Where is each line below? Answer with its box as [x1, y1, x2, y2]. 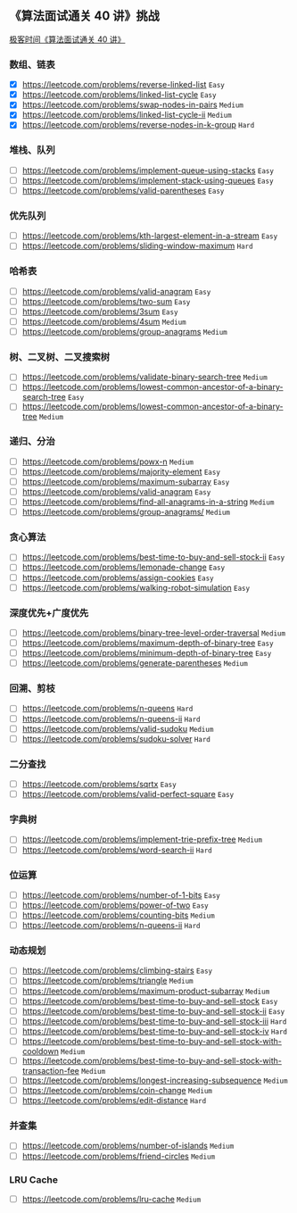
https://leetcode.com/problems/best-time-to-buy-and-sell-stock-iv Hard [21, 1026, 288, 1036]
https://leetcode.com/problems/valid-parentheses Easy [21, 185, 225, 195]
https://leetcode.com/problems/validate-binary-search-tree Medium [21, 371, 268, 382]
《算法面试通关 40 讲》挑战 [9, 8, 161, 24]
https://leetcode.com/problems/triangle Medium [21, 976, 194, 986]
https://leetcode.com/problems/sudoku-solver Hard [21, 733, 211, 744]
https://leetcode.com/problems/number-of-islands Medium [21, 1141, 235, 1151]
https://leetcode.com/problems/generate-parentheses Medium [21, 658, 248, 669]
